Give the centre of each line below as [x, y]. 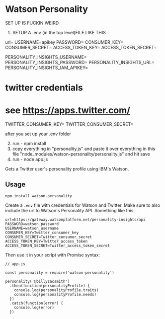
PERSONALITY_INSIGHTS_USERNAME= [46, 57]
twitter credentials [44, 88]
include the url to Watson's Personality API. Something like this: [70, 210]
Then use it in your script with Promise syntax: [53, 255]
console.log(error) [34, 307]
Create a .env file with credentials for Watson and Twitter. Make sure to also [83, 205]
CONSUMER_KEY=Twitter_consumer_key [42, 233]
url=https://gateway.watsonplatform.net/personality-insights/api [75, 220]
